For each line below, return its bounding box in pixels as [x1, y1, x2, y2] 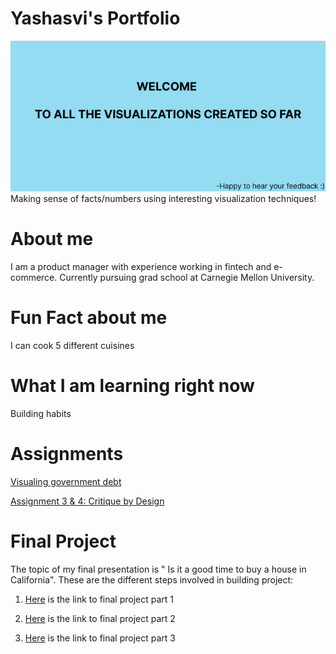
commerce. [10, 272, 58, 284]
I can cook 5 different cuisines [10, 340, 135, 352]
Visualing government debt [10, 475, 122, 487]
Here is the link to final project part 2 [24, 612, 176, 624]
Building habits [10, 408, 72, 420]
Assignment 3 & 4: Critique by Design [10, 495, 165, 507]
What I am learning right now [10, 375, 255, 397]
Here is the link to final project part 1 [24, 593, 175, 605]
